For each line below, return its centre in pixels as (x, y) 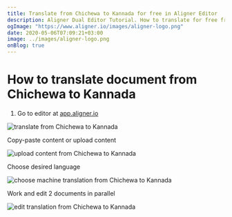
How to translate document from (102, 80)
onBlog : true (26, 45)
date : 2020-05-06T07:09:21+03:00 (55, 33)
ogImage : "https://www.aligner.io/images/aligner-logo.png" (96, 26)
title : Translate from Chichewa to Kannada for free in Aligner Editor (112, 13)
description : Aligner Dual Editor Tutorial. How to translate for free (112, 20)
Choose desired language (44, 167)
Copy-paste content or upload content (62, 140)
